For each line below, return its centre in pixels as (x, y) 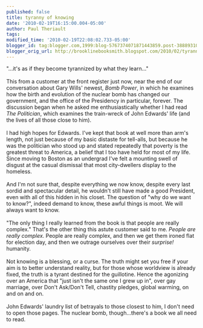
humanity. (19, 248)
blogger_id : (21, 46)
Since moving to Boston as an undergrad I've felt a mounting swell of (92, 159)
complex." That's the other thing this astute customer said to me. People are (101, 229)
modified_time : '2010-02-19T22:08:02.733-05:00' (69, 40)
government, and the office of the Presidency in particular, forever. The (95, 100)
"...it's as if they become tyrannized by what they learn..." (78, 68)
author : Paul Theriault (36, 29)
